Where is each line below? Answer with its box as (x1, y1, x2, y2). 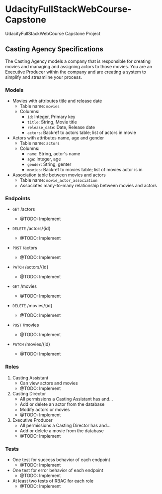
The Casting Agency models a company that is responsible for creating (5, 58, 151, 64)
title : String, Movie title (27, 119, 77, 125)
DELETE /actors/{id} (12, 226, 51, 232)
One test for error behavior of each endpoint (12, 467, 103, 473)
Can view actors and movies (19, 380, 78, 386)
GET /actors (12, 206, 35, 212)
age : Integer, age (27, 156, 61, 162)
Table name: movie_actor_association (19, 177, 98, 183)
